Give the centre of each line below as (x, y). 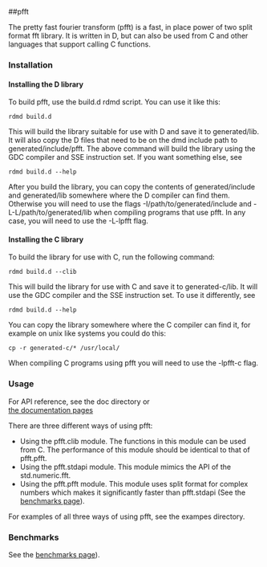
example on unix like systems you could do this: (87, 333)
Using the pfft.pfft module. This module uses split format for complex (134, 483)
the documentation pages (51, 410)
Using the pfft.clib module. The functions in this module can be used (133, 441)
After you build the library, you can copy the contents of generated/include (131, 187)
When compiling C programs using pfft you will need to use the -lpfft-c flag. (133, 363)
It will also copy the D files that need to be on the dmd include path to (123, 141)
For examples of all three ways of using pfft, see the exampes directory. (127, 516)
